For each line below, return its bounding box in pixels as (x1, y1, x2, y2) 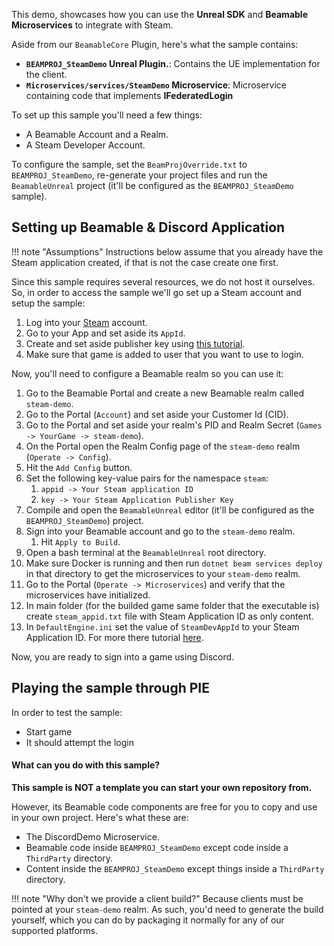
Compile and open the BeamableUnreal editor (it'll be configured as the (25, 504, 315, 516)
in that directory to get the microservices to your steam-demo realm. (25, 567, 301, 579)
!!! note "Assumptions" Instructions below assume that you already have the (11, 245, 324, 258)
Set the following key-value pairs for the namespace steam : (25, 472, 269, 484)
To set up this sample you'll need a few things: (11, 109, 203, 121)
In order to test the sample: (11, 706, 123, 718)
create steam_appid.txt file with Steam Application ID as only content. (25, 610, 314, 622)
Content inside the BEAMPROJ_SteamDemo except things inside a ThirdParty (25, 862, 325, 874)
